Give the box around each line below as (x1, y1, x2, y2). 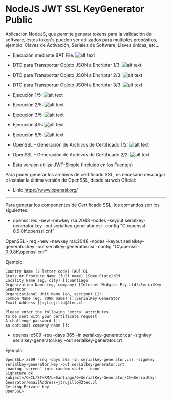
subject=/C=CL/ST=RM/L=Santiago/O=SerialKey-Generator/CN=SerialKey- (5, 375, 157, 380)
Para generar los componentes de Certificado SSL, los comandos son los (5, 202, 160, 208)
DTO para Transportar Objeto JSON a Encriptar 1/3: (12, 62, 121, 68)
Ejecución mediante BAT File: (12, 52, 74, 58)
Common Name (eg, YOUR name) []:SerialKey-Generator (5, 296, 120, 301)
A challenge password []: (5, 318, 60, 323)
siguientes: (5, 207, 29, 213)
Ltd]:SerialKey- (128, 282, 164, 287)
